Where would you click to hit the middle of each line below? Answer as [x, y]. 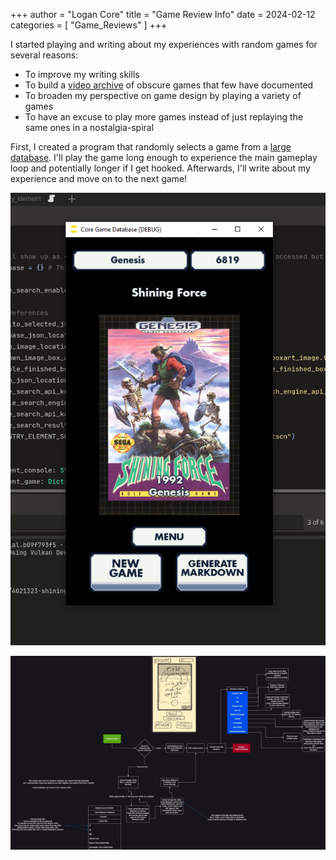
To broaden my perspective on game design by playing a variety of [163, 95]
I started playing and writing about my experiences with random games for [164, 44]
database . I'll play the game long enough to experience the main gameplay [164, 157]
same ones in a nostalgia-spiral [89, 127]
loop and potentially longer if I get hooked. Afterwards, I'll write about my [160, 168]
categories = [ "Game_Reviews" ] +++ [89, 25]
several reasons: [44, 55]
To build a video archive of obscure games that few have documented [169, 85]
